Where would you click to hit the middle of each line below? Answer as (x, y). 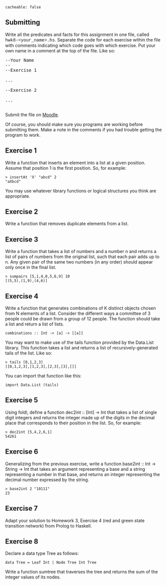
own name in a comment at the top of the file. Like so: (60, 50)
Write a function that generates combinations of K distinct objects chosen (81, 308)
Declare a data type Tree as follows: (42, 554)
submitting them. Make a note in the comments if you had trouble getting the (83, 129)
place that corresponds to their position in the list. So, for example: (73, 423)
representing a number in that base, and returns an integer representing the (83, 474)
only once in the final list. (31, 268)
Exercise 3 (22, 239)
